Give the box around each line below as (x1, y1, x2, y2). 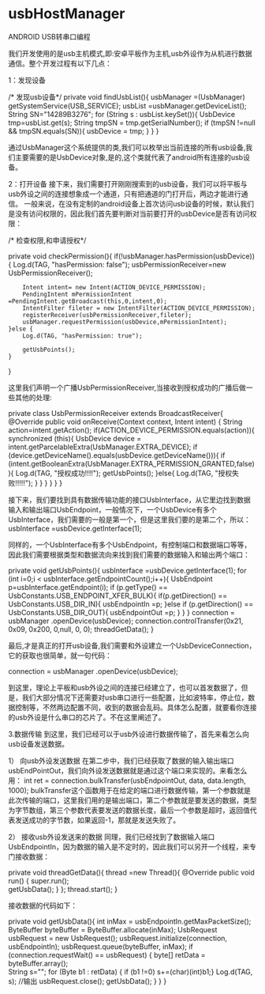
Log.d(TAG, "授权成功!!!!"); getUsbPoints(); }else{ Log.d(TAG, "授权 (15, 468, 233, 478)
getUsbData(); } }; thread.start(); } (8, 884, 118, 894)
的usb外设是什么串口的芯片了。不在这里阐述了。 (8, 712, 166, 722)
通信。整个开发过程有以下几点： (8, 59, 112, 68)
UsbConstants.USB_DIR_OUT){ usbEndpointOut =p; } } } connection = (8, 607, 235, 617)
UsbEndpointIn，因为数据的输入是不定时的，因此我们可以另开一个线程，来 (8, 841, 250, 851)
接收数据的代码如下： (8, 901, 77, 910)
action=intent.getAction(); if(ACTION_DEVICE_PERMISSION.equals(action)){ (8, 425, 255, 435)
